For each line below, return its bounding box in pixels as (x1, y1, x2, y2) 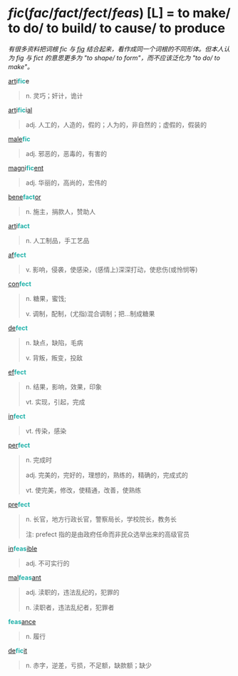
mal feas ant (8, 573, 41, 582)
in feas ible (8, 544, 38, 553)
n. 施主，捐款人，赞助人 (25, 207, 96, 215)
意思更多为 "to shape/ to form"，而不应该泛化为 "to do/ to (51, 53, 220, 62)
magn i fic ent (8, 163, 44, 172)
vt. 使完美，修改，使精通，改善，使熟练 (25, 486, 142, 494)
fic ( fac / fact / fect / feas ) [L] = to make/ (8, 5, 231, 21)
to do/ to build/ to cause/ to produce (8, 20, 225, 36)
